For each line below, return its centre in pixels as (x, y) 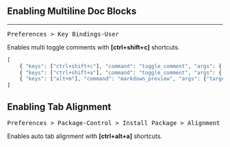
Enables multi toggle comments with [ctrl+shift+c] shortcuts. (93, 47)
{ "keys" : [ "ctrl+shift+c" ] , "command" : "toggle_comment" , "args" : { (121, 66)
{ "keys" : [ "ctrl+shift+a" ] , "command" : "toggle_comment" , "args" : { (121, 72)
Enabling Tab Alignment (59, 107)
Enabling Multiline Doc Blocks (72, 11)
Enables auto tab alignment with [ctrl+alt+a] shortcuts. (85, 136)
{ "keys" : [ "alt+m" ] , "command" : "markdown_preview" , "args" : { (113, 79)
